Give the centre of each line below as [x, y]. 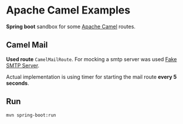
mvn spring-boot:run [31, 115]
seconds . [18, 83]
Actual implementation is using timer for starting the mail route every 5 [91, 76]
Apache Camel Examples [68, 10]
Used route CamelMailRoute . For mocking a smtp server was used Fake [91, 59]
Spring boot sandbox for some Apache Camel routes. [71, 26]
